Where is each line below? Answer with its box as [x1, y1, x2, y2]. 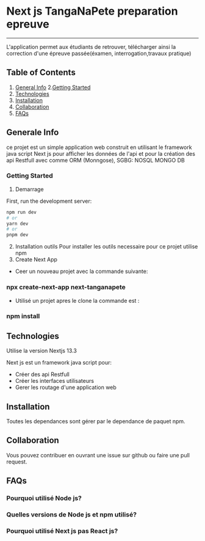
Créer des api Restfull [15, 371, 70, 378]
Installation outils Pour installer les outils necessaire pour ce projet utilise [15, 243, 198, 250]
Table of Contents [6, 67, 76, 78]
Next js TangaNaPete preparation [6, 4, 178, 18]
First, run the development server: [6, 197, 92, 205]
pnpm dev [6, 232, 29, 238]
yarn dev [6, 220, 29, 227]
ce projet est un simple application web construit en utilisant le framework [6, 143, 192, 151]
